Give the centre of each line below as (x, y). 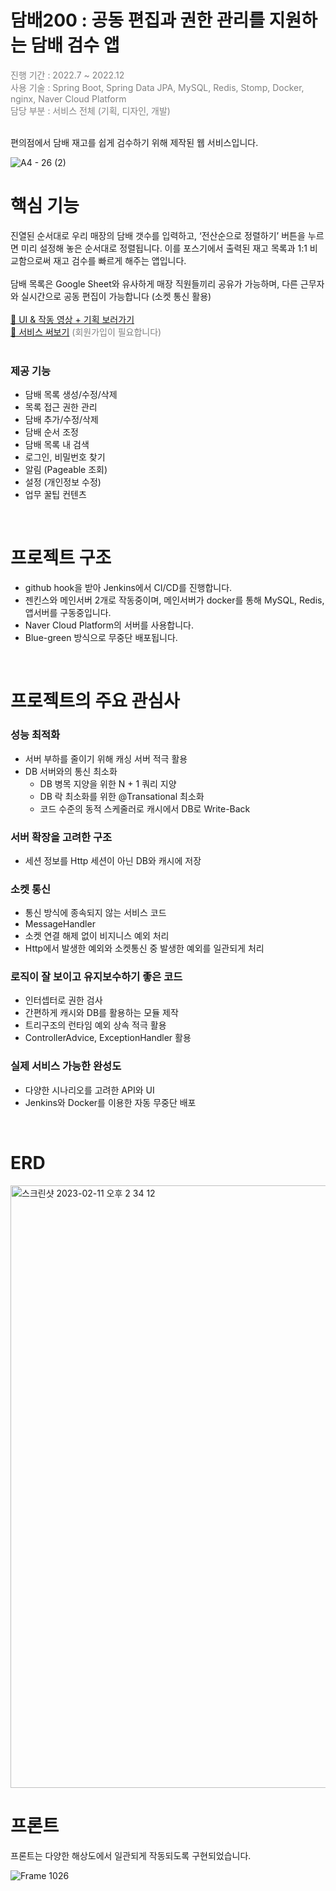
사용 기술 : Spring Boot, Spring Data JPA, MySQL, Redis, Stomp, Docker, (157, 87)
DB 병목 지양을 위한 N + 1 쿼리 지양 (108, 783)
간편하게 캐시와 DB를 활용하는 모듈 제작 (101, 1013)
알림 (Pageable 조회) (66, 470)
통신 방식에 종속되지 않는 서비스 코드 (95, 913)
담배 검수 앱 (75, 45)
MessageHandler (60, 924)
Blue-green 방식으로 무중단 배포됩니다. (101, 638)
